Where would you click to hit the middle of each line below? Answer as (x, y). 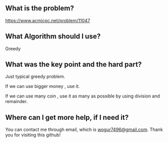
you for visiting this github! (33, 135)
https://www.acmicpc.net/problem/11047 (48, 20)
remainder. (16, 102)
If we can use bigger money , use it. (43, 86)
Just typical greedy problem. (35, 77)
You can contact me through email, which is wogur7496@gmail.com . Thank (84, 130)
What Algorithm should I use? (53, 37)
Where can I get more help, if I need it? (67, 117)
